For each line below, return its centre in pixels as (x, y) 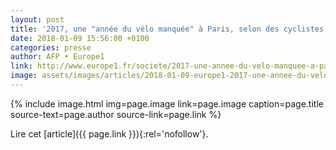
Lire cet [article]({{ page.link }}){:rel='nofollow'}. (109, 133)
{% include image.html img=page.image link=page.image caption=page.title (167, 103)
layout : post (37, 19)
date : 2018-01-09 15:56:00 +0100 (80, 38)
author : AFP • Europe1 (57, 57)
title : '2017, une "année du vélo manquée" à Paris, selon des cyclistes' (169, 29)
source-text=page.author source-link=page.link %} (116, 114)
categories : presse (51, 47)
